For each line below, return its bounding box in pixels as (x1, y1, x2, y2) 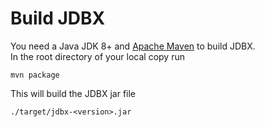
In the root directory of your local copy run (10, 50, 185, 62)
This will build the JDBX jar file (10, 87, 137, 99)
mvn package (10, 70, 60, 80)
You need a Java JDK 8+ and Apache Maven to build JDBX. (10, 40, 256, 52)
